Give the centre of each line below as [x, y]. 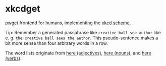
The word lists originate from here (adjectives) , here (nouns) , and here [78, 53]
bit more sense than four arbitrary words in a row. [57, 43]
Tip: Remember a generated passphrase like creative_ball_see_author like [83, 32]
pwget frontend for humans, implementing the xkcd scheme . [68, 23]
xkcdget [23, 9]
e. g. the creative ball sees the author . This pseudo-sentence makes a [82, 38]
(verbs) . [13, 58]
